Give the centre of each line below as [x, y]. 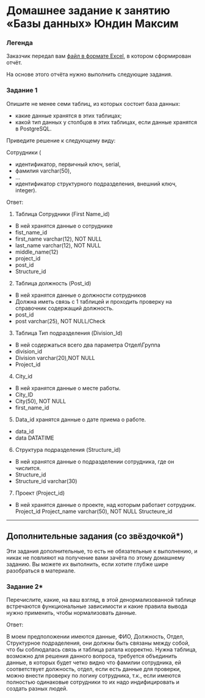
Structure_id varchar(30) [46, 481]
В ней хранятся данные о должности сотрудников [81, 295]
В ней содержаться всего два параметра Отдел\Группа [88, 345]
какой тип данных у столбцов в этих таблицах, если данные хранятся [106, 122]
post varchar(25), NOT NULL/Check [60, 321]
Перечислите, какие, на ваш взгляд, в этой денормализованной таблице [101, 599]
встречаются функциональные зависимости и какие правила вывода [97, 606]
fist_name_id [31, 232]
